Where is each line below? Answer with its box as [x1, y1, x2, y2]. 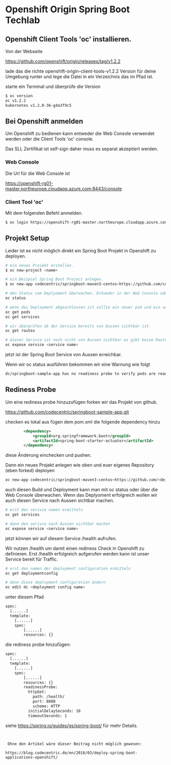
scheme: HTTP [32, 704, 60, 709]
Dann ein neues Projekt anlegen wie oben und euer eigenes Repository [5, 462, 154, 468]
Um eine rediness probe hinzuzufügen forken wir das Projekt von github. [5, 399, 158, 405]
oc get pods [5, 309, 31, 315]
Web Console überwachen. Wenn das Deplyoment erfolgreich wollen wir [5, 492, 158, 498]
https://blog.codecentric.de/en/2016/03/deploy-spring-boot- [5, 750, 138, 755]
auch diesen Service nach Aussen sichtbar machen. [5, 497, 115, 504]
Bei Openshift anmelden [5, 117, 83, 126]
